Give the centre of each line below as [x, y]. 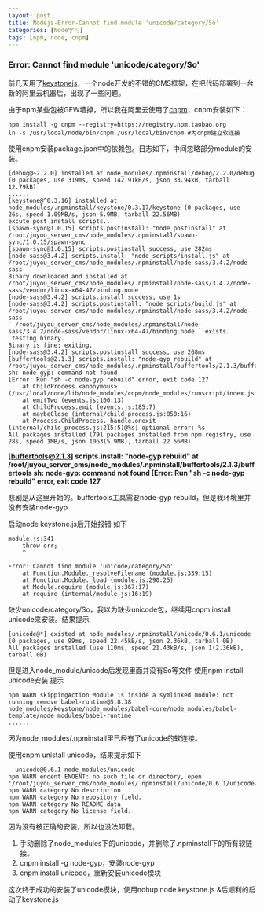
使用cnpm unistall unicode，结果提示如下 [75, 755]
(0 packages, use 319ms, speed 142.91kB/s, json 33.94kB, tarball [119, 180]
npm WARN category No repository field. [75, 797]
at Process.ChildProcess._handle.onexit [89, 421]
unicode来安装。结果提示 [49, 619]
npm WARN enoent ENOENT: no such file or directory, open [105, 776]
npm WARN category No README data [65, 804]
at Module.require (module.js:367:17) [86, 587]
